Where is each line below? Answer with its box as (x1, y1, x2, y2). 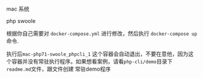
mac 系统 (6, 5, 30, 12)
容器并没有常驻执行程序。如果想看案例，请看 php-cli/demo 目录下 (11, 58, 173, 65)
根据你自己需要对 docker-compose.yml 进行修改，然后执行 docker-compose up (6, 30, 198, 37)
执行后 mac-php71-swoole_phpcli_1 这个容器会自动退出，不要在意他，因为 (6, 50, 188, 57)
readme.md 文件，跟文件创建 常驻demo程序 (6, 65, 111, 73)
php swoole (6, 18, 36, 24)
